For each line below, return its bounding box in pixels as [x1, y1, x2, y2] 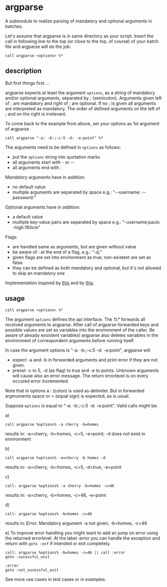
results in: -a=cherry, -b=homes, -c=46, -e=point [5, 492, 106, 498]
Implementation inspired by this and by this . [5, 280, 94, 286]
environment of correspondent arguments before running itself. [5, 337, 135, 343]
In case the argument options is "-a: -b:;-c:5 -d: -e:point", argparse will [5, 347, 151, 353]
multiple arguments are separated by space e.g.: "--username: [12, 189, 141, 195]
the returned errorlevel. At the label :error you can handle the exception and [5, 535, 160, 541]
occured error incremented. [12, 378, 70, 384]
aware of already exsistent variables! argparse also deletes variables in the [5, 332, 158, 338]
